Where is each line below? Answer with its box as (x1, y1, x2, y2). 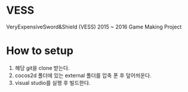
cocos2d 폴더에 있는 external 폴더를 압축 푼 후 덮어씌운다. (14, 72, 152, 79)
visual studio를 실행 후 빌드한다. (14, 79, 91, 86)
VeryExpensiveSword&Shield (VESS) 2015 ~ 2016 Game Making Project (6, 23, 182, 30)
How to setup (6, 44, 73, 58)
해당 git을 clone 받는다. (14, 64, 70, 71)
